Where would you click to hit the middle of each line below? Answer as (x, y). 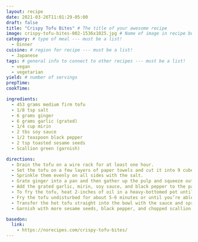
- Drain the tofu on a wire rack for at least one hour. (83, 165)
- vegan (21, 66)
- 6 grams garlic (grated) (44, 121)
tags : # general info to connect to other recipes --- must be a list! (96, 61)
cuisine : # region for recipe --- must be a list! (70, 50)
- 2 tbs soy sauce (34, 132)
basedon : (17, 219)
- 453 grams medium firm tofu (48, 104)
